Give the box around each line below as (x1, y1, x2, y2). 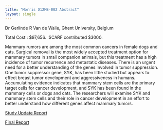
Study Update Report (5, 110, 48, 115)
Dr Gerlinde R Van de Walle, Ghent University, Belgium (5, 25, 114, 31)
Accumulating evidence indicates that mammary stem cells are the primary (5, 80, 155, 85)
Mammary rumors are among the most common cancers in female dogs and (5, 44, 158, 49)
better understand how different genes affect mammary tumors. (5, 100, 133, 106)
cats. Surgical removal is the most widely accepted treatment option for (5, 49, 148, 55)
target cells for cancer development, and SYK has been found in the (5, 85, 141, 91)
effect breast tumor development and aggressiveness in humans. (5, 75, 136, 81)
